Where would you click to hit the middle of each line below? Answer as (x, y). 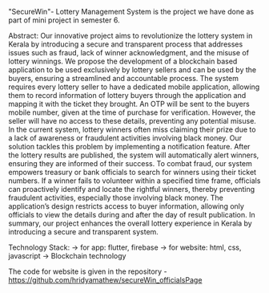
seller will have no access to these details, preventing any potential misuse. (132, 121)
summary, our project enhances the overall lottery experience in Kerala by (130, 223)
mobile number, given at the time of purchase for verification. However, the (132, 112)
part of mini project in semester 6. (64, 20)
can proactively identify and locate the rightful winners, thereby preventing (132, 189)
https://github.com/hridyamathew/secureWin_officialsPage (105, 280)
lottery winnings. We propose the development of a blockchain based (123, 61)
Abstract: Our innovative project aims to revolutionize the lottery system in (130, 36)
